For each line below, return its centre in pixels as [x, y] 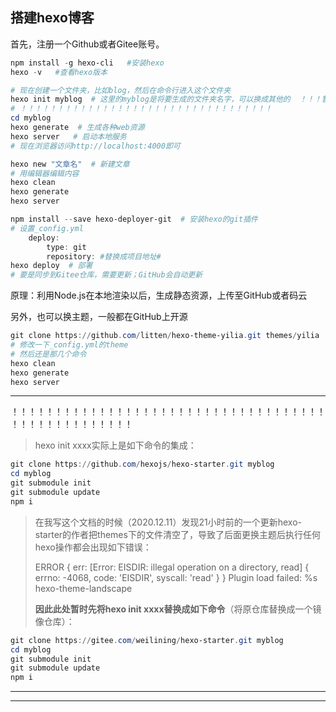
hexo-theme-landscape [83, 588]
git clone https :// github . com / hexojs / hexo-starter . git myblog [142, 464]
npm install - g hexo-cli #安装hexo [87, 63]
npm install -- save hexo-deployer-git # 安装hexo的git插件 [134, 219]
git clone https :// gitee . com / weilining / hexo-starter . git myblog [147, 640]
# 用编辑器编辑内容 [45, 173]
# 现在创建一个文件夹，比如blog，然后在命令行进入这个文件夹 [121, 90]
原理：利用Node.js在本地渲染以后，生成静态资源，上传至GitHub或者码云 [159, 295]
